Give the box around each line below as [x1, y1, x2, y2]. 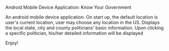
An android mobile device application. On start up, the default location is [5, 14, 158, 20]
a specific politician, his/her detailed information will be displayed [5, 30, 143, 36]
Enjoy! [5, 40, 19, 46]
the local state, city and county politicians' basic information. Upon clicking [5, 25, 164, 31]
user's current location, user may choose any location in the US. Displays [5, 20, 160, 25]
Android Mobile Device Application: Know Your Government [5, 5, 132, 10]
